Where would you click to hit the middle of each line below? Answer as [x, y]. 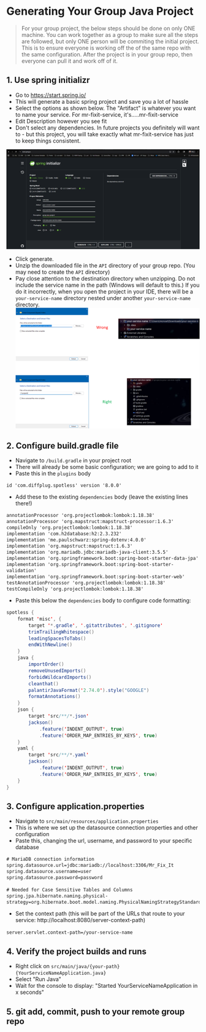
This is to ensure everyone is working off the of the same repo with [106, 48]
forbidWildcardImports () [60, 677]
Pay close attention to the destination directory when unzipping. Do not [105, 279]
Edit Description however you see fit [61, 121]
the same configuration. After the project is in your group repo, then [107, 54]
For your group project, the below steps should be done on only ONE [108, 28]
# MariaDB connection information [51, 859]
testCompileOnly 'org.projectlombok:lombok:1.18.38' [75, 589]
